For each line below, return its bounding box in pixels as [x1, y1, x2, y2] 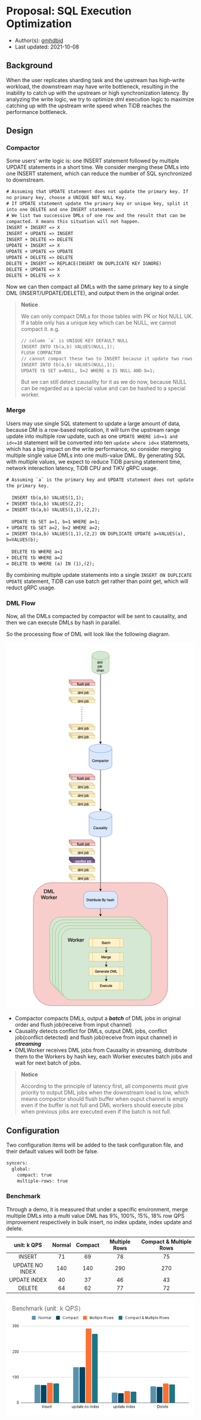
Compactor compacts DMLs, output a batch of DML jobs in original [14, 1015, 181, 1022]
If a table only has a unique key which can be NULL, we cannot [20, 319, 176, 326]
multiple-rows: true [17, 1178, 68, 1184]
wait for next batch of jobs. [14, 1060, 82, 1067]
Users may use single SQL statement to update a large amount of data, [6, 420, 181, 427]
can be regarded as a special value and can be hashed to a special [20, 385, 186, 392]
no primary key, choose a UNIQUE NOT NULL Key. [6, 195, 127, 201]
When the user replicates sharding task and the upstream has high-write [6, 76, 185, 83]
